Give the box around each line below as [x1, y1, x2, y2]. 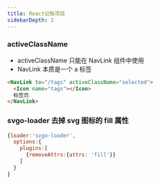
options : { [13, 138, 42, 146]
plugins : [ [19, 145, 48, 152]
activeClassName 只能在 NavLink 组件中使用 [17, 56, 144, 65]
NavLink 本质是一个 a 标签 [17, 65, 92, 73]
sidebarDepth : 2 [7, 17, 54, 24]
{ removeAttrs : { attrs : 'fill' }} [25, 151, 116, 158]
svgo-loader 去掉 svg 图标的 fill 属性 [7, 116, 130, 126]
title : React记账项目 [7, 10, 66, 17]
